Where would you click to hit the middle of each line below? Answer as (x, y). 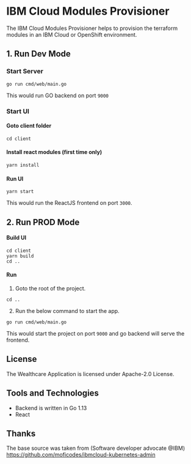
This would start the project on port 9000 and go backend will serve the (95, 333)
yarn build (20, 256)
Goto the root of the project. (50, 288)
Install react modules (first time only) (54, 152)
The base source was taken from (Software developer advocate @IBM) (95, 448)
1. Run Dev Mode (39, 54)
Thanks (21, 433)
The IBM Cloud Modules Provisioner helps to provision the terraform (92, 28)
